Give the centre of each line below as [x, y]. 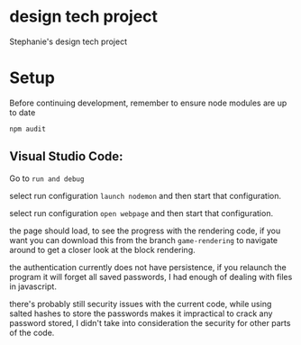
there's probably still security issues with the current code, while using [141, 304]
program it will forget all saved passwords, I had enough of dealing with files [151, 277]
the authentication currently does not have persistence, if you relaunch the [148, 267]
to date [23, 112]
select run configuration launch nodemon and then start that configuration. [146, 195]
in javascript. [33, 286]
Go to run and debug [47, 178]
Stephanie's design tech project [68, 41]
